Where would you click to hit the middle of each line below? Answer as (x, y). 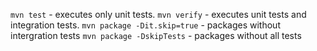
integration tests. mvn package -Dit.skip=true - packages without (145, 25)
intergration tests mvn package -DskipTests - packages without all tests (156, 35)
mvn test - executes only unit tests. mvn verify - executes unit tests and (158, 14)
